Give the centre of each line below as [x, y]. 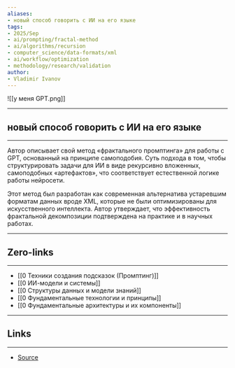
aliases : [20, 14]
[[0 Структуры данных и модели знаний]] [79, 290]
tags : [15, 27]
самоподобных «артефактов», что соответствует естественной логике [113, 173]
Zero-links [30, 252]
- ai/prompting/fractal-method [53, 40]
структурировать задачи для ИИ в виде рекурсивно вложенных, [104, 166]
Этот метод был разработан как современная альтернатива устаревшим [117, 194]
